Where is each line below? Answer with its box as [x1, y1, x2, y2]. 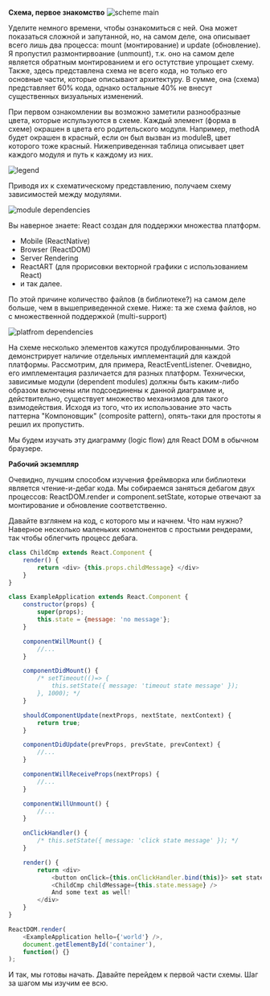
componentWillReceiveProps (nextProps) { [22, 770, 160, 778]
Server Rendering [19, 253, 79, 263]
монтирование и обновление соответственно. [8, 501, 167, 510]
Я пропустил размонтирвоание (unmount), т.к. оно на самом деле [8, 49, 235, 58]
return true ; [37, 719, 81, 727]
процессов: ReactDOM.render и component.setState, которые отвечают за [8, 492, 261, 502]
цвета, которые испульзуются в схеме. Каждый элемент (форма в [8, 116, 237, 125]
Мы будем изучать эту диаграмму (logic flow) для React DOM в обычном [8, 435, 259, 445]
